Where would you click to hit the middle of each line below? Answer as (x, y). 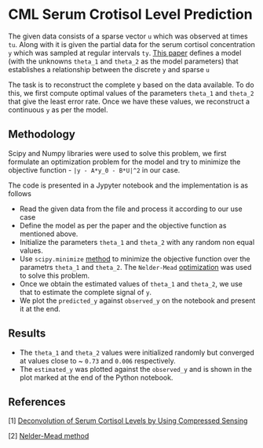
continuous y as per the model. (58, 109)
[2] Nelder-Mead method (49, 436)
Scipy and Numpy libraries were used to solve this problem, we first (117, 153)
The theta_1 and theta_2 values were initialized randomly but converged (137, 352)
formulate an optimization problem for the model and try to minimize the (124, 162)
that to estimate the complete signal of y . (85, 292)
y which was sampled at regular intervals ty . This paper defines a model (125, 53)
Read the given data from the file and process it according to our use (131, 209)
